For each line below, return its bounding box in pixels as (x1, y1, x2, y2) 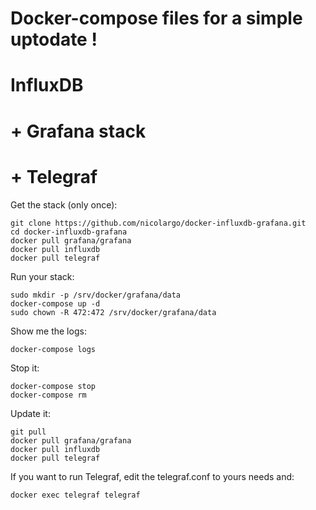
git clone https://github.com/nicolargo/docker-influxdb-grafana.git (10, 218, 307, 228)
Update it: (10, 407, 51, 419)
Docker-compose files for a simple (10, 7, 303, 30)
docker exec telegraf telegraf (10, 490, 141, 500)
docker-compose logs (10, 344, 97, 354)
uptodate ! (10, 28, 98, 51)
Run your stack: (10, 270, 75, 282)
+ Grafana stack (10, 120, 147, 142)
